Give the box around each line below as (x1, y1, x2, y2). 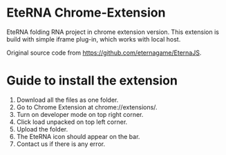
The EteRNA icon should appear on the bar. (16, 132, 140, 140)
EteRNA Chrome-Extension (6, 5, 166, 21)
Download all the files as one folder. (16, 95, 119, 104)
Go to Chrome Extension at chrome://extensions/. (16, 102, 158, 111)
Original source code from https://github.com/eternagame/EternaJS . (6, 48, 202, 57)
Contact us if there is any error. (16, 140, 105, 148)
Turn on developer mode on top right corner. (16, 110, 144, 118)
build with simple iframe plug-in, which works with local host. (6, 35, 181, 43)
